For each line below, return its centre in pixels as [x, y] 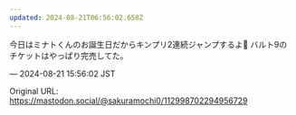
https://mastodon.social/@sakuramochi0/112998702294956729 [129, 101]
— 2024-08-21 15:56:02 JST [62, 74]
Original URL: [34, 91]
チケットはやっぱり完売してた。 [69, 56]
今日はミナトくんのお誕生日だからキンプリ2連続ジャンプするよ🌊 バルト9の [148, 44]
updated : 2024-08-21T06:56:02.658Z [76, 18]
